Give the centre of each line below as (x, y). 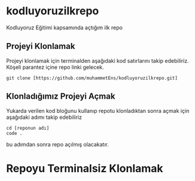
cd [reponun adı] (28, 128)
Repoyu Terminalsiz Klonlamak (85, 168)
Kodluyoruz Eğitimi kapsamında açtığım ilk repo (64, 27)
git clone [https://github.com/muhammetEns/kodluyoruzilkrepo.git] (92, 78)
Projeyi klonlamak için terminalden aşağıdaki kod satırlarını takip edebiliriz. (98, 60)
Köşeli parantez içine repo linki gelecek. (55, 67)
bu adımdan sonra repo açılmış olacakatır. (57, 144)
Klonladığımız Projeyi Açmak (61, 96)
